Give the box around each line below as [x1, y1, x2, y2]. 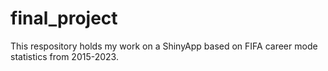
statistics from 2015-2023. [10, 50, 119, 62]
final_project [10, 7, 118, 30]
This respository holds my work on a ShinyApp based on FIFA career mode [10, 40, 318, 52]
